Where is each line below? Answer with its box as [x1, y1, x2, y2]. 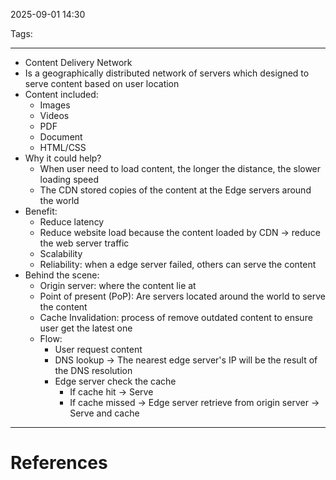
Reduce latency [39, 216, 105, 228]
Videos [39, 110, 70, 121]
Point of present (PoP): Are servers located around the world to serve [39, 290, 327, 302]
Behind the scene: [24, 269, 100, 281]
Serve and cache [69, 407, 140, 419]
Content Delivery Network [24, 57, 133, 68]
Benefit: [24, 205, 58, 217]
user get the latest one [39, 322, 133, 334]
